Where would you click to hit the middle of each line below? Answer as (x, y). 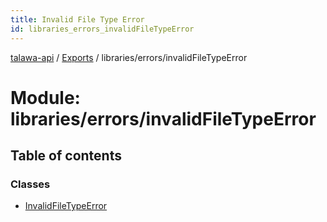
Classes (30, 184)
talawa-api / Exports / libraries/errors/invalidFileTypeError (129, 57)
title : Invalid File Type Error (77, 19)
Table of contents (66, 156)
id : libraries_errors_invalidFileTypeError (102, 29)
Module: (45, 97)
